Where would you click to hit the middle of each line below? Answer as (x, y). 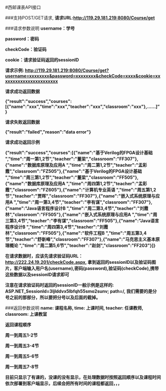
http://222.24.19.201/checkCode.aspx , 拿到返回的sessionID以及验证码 (79, 262)
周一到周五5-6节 (22, 356)
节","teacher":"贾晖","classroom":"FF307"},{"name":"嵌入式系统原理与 (80, 196)
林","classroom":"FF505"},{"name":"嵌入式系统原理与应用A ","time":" (79, 215)
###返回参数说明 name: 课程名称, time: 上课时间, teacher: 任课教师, (74, 308)
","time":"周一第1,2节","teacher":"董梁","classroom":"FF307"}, (72, 159)
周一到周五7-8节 (22, 367)
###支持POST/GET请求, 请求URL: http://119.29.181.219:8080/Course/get (80, 18)
